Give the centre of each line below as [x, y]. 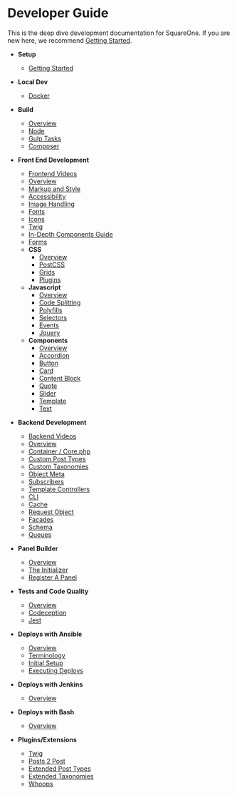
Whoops [41, 784]
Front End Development [53, 160]
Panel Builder [38, 548]
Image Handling [51, 204]
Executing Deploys [56, 670]
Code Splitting [60, 302]
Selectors [53, 317]
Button [49, 363]
